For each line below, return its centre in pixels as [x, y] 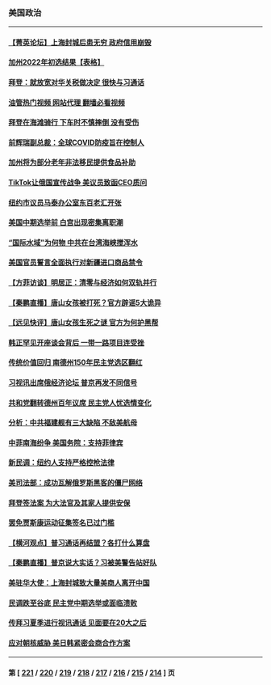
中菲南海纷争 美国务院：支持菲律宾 [66, 442]
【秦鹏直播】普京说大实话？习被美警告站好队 [83, 563]
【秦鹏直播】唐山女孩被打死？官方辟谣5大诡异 [85, 302]
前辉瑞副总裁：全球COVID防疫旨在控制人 [77, 142]
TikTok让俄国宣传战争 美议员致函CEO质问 [78, 183]
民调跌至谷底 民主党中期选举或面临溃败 [73, 603]
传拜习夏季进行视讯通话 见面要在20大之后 [77, 623]
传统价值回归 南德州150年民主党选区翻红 [75, 362]
